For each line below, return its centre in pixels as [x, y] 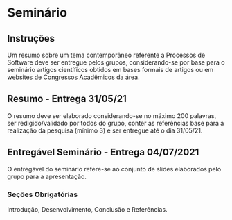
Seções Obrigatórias [43, 194]
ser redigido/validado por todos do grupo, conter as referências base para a [116, 123]
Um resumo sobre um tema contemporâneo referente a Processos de [106, 55]
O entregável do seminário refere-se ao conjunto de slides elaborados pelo [114, 169]
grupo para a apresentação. [47, 176]
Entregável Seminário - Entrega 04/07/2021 [103, 152]
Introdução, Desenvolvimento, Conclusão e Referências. [87, 209]
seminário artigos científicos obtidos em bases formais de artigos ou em [110, 70]
